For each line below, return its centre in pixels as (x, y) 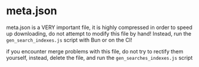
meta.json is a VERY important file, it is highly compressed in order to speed (99, 27)
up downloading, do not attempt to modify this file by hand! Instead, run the (99, 33)
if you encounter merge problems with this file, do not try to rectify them (95, 51)
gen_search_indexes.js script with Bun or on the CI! (69, 40)
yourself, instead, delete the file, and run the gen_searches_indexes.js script (99, 58)
